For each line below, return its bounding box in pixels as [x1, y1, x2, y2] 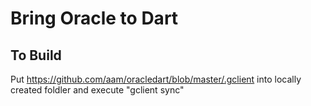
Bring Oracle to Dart [10, 7, 179, 30]
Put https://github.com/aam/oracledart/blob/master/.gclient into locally [10, 73, 302, 85]
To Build [10, 47, 62, 64]
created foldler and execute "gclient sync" [10, 84, 185, 96]
